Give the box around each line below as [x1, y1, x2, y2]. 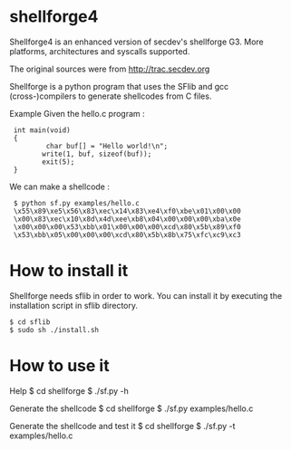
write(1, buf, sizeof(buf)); [42, 149, 152, 158]
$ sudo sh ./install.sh [9, 325, 100, 334]
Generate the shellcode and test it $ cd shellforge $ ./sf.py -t [9, 420, 236, 431]
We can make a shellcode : [9, 181, 111, 192]
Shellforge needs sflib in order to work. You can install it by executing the [9, 290, 283, 301]
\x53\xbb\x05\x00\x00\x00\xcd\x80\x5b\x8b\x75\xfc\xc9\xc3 [13, 230, 242, 239]
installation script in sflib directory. [9, 300, 139, 311]
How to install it [9, 261, 129, 282]
